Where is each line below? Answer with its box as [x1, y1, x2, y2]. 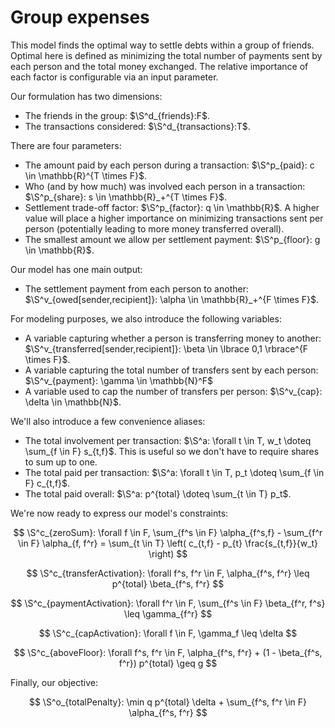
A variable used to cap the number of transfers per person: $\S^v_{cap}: [24, 385, 323, 397]
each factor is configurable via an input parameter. [10, 71, 219, 83]
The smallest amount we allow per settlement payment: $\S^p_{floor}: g [24, 233, 321, 245]
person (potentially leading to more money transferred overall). [24, 222, 285, 235]
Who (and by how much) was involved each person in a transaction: [24, 180, 306, 192]
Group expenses [10, 6, 150, 29]
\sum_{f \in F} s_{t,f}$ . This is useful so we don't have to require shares [24, 445, 320, 457]
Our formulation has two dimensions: [10, 90, 163, 102]
